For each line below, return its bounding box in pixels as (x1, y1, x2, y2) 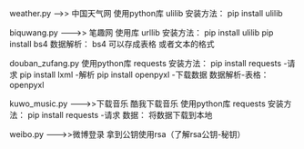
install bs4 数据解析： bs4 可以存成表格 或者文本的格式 (9, 39, 216, 49)
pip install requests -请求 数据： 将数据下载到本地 (26, 110, 213, 120)
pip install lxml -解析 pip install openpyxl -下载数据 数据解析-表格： (19, 69, 269, 80)
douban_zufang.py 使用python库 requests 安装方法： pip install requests (9, 58, 282, 68)
